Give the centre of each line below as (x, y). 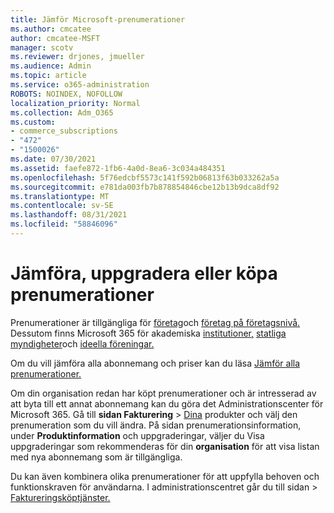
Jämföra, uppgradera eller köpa (144, 273)
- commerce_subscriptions (64, 131)
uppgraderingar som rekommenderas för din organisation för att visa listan (165, 446)
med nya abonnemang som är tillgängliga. (96, 457)
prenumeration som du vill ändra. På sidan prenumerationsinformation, (156, 425)
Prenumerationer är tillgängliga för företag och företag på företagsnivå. (155, 322)
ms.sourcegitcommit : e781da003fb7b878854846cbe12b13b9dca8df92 (145, 187)
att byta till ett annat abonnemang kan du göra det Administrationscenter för (167, 403)
